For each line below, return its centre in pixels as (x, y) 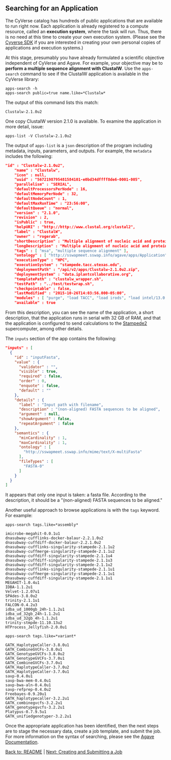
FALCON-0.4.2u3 (21, 605)
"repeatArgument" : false (46, 424)
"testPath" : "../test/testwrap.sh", (54, 284)
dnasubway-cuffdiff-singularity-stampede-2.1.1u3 (59, 560)
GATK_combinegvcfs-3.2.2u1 (34, 703)
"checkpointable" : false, (43, 289)
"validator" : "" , (38, 367)
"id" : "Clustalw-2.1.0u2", (35, 165)
